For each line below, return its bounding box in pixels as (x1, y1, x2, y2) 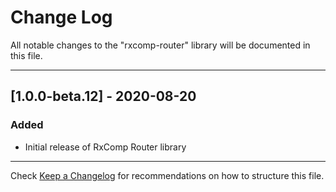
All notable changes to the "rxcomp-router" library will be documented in (10, 39, 311, 51)
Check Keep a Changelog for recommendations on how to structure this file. (10, 169, 325, 181)
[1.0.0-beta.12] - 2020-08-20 (10, 88, 197, 105)
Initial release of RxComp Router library (24, 141, 187, 153)
